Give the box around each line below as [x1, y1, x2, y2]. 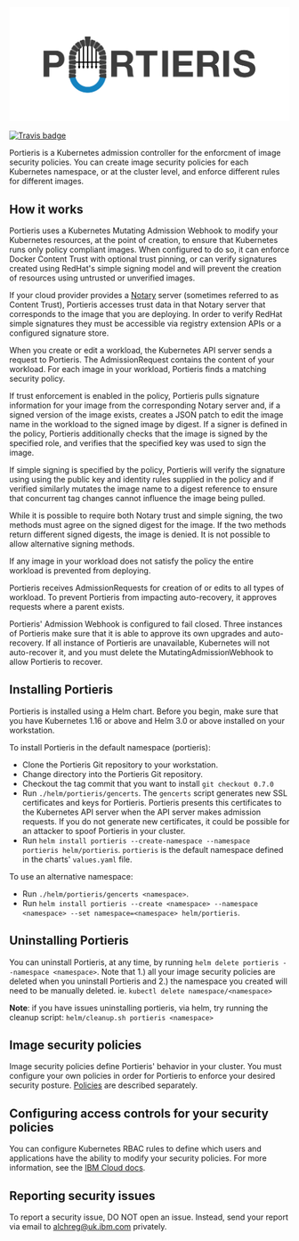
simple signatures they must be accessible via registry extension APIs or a [9, 319, 282, 329]
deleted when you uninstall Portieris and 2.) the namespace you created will [9, 976, 287, 986]
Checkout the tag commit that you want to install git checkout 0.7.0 [21, 778, 274, 789]
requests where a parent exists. [9, 602, 125, 612]
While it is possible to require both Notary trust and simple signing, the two [9, 510, 283, 521]
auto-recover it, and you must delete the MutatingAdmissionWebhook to [9, 647, 274, 658]
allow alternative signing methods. [9, 539, 135, 549]
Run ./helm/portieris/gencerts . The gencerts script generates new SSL [21, 787, 287, 799]
